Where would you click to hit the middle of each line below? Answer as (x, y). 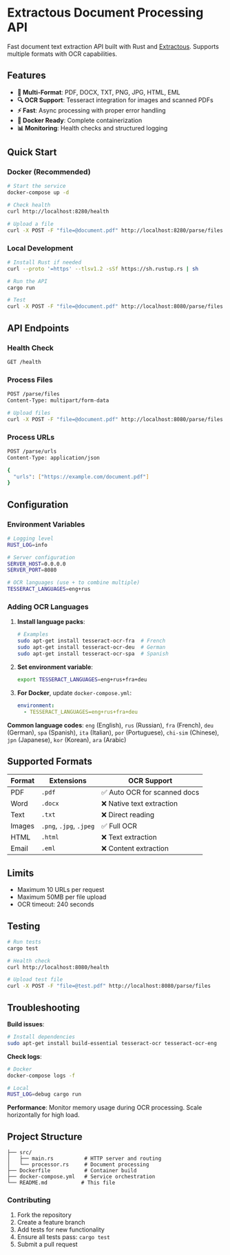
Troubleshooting (44, 1008)
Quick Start (32, 152)
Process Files (30, 380)
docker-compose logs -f (41, 1076)
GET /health (24, 362)
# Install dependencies (41, 1037)
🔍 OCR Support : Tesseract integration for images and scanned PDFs (115, 100)
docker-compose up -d (38, 193)
